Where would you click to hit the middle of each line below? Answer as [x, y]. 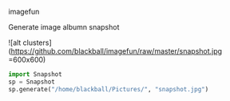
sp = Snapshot [32, 82]
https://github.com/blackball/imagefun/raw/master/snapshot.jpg [116, 51]
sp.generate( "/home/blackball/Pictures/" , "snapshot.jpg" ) [109, 89]
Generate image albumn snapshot [64, 27]
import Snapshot [35, 75]
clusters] [37, 42]
